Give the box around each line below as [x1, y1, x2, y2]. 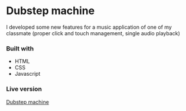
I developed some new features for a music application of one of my [6, 23, 172, 31]
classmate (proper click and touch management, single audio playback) [6, 29, 180, 36]
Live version [6, 85, 43, 93]
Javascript [14, 70, 41, 78]
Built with [6, 44, 34, 52]
